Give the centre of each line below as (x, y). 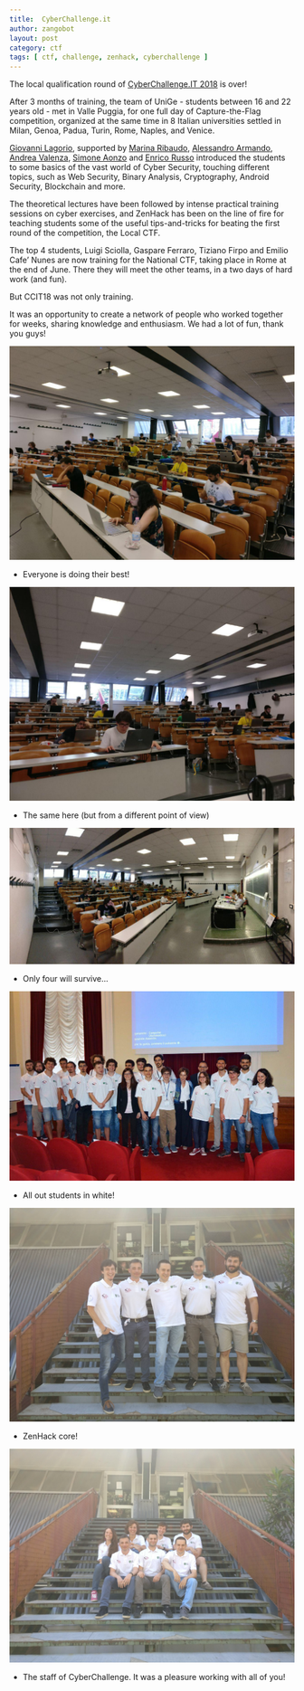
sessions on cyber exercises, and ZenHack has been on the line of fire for (147, 214)
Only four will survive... (65, 979)
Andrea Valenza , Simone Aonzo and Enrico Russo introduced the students (147, 157)
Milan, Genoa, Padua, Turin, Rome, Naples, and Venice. (112, 130)
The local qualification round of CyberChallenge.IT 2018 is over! (128, 84)
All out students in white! (68, 1195)
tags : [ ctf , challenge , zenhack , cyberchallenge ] (109, 57)
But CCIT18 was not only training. (71, 297)
